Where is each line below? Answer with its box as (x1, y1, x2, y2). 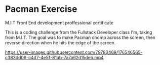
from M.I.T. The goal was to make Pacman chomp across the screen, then (5, 34, 156, 40)
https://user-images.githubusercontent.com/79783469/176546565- (5, 49, 143, 55)
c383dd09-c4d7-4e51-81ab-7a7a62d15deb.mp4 (5, 54, 104, 60)
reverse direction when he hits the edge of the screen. (5, 39, 116, 45)
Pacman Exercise (5, 3, 78, 15)
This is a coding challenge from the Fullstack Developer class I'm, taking (5, 29, 152, 35)
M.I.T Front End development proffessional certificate (5, 20, 114, 26)
